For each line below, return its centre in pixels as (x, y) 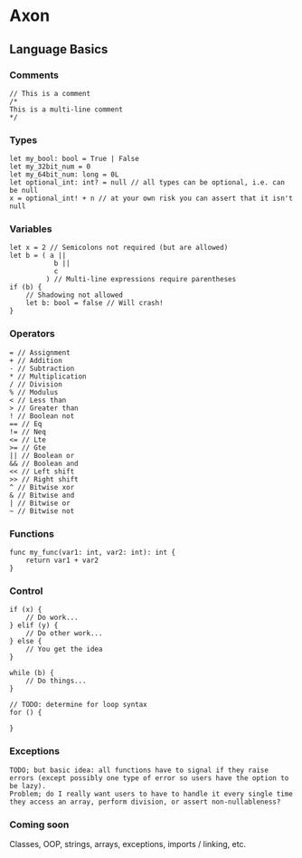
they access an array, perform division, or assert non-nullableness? (145, 802)
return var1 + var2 (62, 561)
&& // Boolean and (44, 463)
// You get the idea (64, 649)
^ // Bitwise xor (42, 487)
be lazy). (28, 786)
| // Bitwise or (40, 503)
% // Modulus (34, 392)
